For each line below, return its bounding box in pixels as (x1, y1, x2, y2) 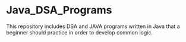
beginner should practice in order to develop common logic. (6, 29, 153, 36)
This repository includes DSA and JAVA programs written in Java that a (6, 23, 180, 30)
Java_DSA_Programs (6, 3, 112, 17)
